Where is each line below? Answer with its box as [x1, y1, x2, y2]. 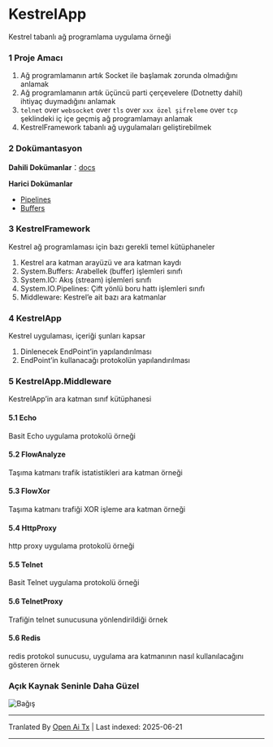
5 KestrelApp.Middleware [8, 376, 112, 387]
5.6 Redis [8, 633, 41, 643]
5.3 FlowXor [8, 486, 50, 496]
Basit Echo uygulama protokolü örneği [8, 430, 136, 440]
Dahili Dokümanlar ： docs [8, 162, 96, 172]
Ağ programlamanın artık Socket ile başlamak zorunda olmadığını [19, 71, 238, 81]
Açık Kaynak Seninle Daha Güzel [8, 680, 140, 692]
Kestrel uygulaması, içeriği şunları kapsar [8, 331, 146, 341]
